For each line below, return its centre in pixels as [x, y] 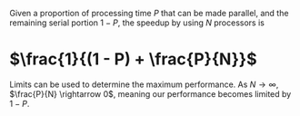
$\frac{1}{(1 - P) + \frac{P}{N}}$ [133, 59]
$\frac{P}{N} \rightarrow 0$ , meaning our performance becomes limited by [150, 93]
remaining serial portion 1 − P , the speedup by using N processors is [137, 23]
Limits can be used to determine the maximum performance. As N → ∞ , [144, 84]
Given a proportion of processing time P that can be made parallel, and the [149, 13]
